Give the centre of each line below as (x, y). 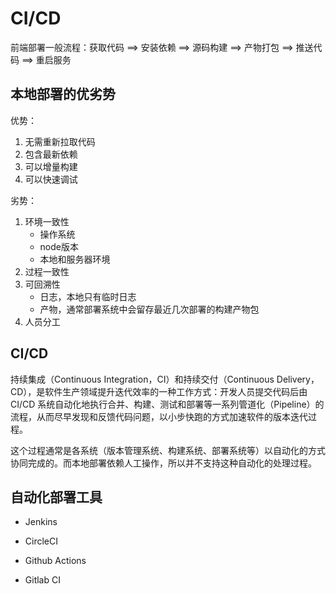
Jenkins (41, 522)
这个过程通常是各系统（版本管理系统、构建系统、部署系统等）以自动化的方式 (168, 450)
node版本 (59, 246)
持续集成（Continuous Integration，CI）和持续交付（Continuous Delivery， (165, 379)
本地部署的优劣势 (63, 94)
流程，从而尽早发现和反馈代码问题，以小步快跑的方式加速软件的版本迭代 (159, 416)
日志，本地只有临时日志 (88, 296)
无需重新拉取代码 (60, 141)
